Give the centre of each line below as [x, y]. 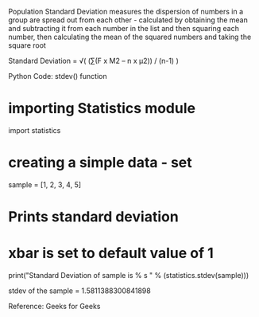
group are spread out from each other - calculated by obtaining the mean [128, 20]
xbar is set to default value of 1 [111, 253]
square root [27, 45]
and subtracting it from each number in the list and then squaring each [124, 28]
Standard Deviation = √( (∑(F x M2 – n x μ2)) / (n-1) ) [93, 61]
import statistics [35, 130]
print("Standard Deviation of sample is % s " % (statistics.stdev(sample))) [129, 275]
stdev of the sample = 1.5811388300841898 [79, 291]
